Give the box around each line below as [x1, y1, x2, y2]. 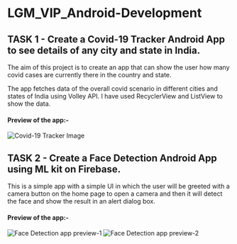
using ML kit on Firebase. [7, 163, 121, 175]
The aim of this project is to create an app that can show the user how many [7, 63, 230, 72]
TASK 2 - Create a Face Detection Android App [7, 152, 218, 164]
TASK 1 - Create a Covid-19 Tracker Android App [7, 33, 226, 45]
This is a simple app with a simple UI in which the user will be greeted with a [7, 182, 231, 191]
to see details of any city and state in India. [7, 44, 201, 56]
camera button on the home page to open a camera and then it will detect [7, 189, 223, 198]
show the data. [7, 99, 51, 108]
